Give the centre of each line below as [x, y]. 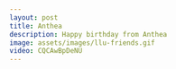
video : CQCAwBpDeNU [46, 51]
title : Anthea [36, 26]
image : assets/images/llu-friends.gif [82, 43]
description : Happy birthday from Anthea [88, 34]
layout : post [34, 17]
